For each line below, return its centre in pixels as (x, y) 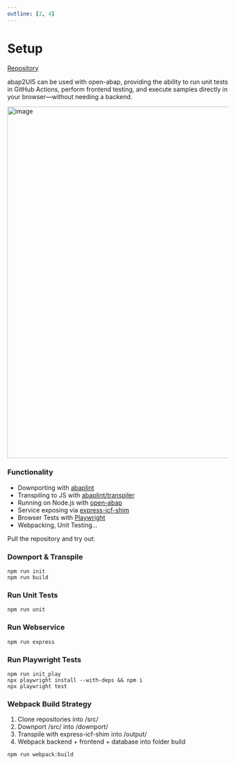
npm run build (28, 578)
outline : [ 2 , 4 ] (31, 14)
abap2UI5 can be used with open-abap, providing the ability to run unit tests (118, 82)
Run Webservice (36, 628)
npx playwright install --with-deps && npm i (75, 680)
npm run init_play (34, 674)
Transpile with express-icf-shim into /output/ (82, 734)
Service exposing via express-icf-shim (73, 510)
